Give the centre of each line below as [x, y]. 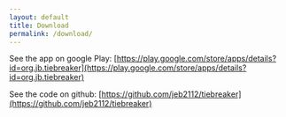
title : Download [39, 26]
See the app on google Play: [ [63, 59]
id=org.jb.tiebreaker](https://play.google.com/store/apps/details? [128, 68]
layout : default [39, 17]
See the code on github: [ [55, 94]
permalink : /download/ [51, 33]
